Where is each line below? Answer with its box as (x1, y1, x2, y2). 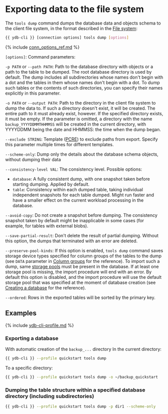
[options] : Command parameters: (5, 54, 76, 60)
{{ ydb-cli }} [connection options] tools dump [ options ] (5, 35, 129, 40)
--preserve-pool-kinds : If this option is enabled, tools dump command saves (5, 247, 163, 253)
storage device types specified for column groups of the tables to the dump (5, 253, 162, 259)
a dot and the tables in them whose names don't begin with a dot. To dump (5, 79, 160, 86)
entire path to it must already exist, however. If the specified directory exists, (5, 110, 163, 116)
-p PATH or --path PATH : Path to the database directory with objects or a (5, 64, 153, 70)
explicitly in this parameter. (5, 90, 61, 96)
